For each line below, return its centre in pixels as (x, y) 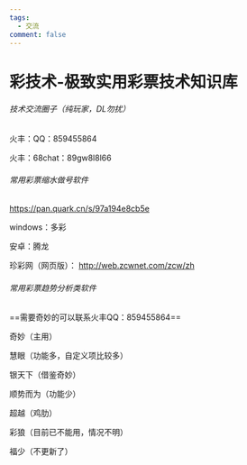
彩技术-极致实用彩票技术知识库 (124, 82)
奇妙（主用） (33, 337)
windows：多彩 (38, 227)
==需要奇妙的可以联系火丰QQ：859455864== (96, 317)
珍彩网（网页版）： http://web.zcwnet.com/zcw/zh (102, 265)
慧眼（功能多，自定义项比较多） (69, 356)
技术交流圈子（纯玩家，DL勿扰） (70, 109)
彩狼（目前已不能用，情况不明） (69, 433)
